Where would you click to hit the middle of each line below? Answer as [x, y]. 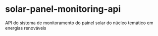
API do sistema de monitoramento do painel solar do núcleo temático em [79, 23]
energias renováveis [26, 28]
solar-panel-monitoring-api [63, 9]
